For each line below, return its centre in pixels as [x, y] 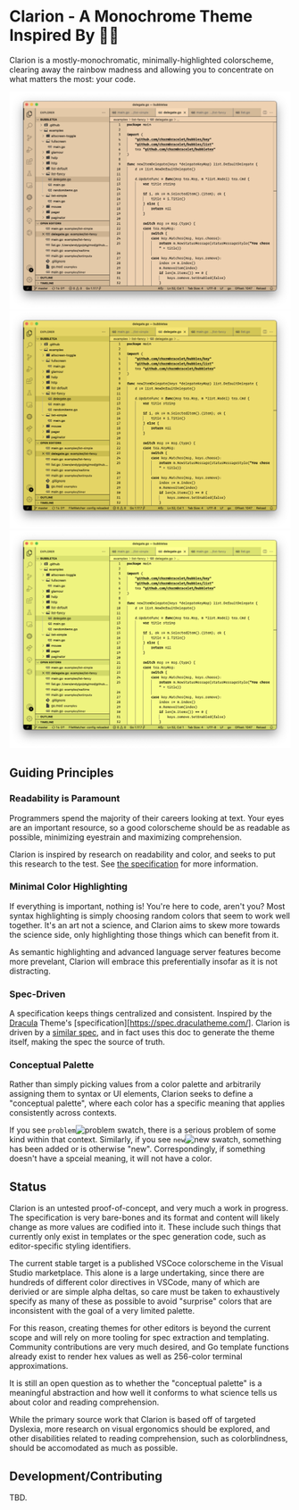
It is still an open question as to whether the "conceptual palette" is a [136, 1383]
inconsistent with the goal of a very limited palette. [102, 1311]
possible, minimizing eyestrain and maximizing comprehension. [126, 837]
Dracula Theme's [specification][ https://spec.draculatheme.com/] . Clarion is [149, 1023]
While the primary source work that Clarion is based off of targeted [133, 1420]
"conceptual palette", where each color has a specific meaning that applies [147, 1103]
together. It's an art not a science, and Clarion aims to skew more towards [145, 925]
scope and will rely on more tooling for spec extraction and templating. [139, 1338]
